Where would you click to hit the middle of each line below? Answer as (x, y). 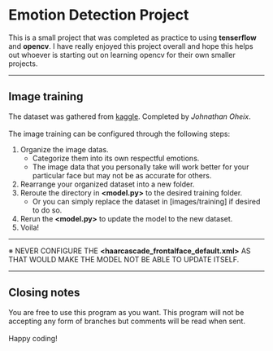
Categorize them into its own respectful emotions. (116, 158)
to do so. (47, 210)
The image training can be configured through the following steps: (119, 134)
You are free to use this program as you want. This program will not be (126, 312)
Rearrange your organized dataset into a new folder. (107, 184)
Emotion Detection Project (99, 15)
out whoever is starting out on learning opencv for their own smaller (122, 55)
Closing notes (44, 293)
